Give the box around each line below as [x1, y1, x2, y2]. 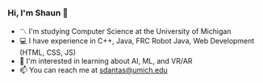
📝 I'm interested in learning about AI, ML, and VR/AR [19, 56, 193, 66]
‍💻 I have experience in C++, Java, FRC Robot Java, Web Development [19, 36, 255, 46]
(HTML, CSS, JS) [19, 48, 77, 57]
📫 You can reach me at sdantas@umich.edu [19, 65, 168, 75]
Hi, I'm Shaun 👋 [7, 7, 69, 19]
